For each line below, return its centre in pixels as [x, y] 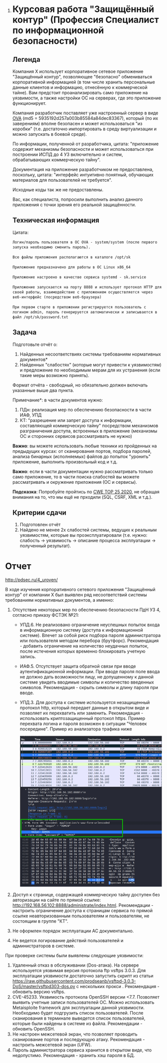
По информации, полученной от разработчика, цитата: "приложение [85, 144]
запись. [28, 657]
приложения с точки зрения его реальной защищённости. [74, 205]
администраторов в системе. [44, 946]
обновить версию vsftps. [39, 992]
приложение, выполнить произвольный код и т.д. [65, 462]
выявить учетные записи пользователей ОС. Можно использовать [83, 1003]
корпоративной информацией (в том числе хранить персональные [83, 82]
